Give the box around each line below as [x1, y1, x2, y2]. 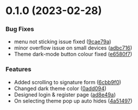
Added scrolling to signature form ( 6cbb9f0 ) [14, 78, 122, 85]
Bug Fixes [5, 25, 35, 33]
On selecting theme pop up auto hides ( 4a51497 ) [14, 97, 133, 104]
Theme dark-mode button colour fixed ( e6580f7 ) [14, 51, 133, 58]
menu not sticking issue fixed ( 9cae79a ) [14, 38, 112, 45]
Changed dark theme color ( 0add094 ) [14, 85, 107, 92]
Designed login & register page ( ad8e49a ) [14, 91, 116, 98]
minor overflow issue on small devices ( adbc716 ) [14, 44, 133, 51]
